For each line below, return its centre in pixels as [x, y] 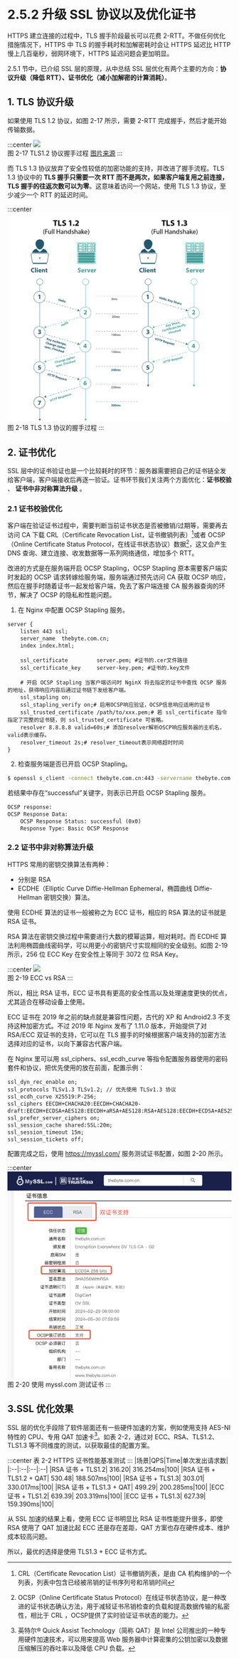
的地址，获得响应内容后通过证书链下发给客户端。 [68, 690]
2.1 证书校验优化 [35, 508]
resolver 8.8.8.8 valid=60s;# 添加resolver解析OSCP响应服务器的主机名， [123, 727]
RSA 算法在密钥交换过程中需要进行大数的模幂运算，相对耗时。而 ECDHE [113, 936]
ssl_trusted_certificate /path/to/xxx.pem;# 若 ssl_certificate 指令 [124, 712]
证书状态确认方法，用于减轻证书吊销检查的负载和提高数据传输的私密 [130, 1606]
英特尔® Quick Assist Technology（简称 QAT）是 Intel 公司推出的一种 [119, 1631]
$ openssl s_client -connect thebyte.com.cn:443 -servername [100, 778]
